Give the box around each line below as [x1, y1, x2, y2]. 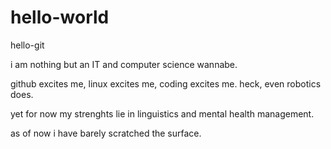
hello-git [10, 39, 45, 51]
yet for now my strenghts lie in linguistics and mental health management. [10, 107, 315, 120]
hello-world [10, 6, 110, 29]
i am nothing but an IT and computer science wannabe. [10, 58, 238, 70]
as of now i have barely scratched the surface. [10, 127, 202, 139]
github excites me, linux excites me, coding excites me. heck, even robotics [10, 77, 322, 90]
